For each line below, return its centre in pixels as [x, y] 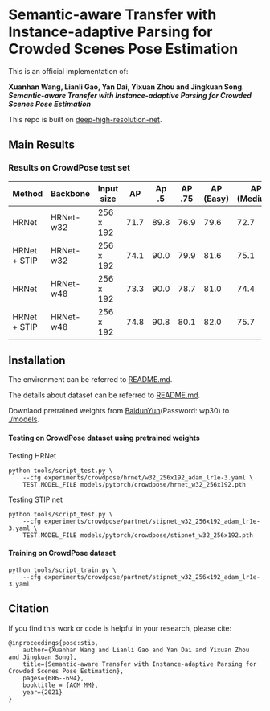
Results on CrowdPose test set [70, 168]
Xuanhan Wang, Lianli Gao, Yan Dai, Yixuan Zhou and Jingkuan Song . [126, 87]
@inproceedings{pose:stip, [53, 643]
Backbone [71, 193]
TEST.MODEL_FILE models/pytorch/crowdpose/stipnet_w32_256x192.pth [138, 535]
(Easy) [216, 199]
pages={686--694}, [53, 678]
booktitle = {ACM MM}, [61, 685]
